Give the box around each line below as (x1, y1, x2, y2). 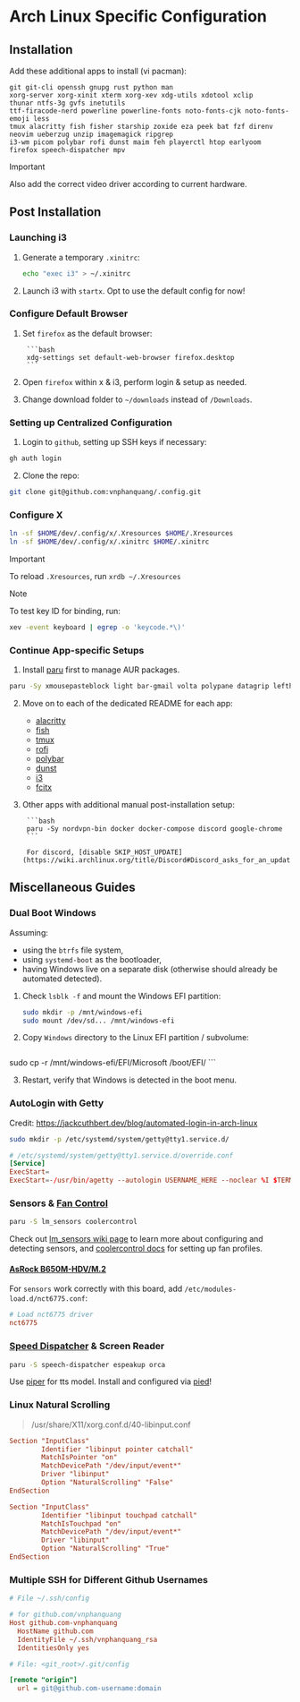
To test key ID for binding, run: (9, 605, 121, 616)
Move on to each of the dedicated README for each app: (21, 698, 234, 708)
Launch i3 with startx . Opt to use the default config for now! (21, 285, 246, 296)
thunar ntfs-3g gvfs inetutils (9, 98, 126, 107)
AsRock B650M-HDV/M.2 (9, 1263, 107, 1274)
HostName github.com (17, 1627, 94, 1636)
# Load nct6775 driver (9, 1310, 94, 1320)
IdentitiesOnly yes (17, 1643, 90, 1653)
